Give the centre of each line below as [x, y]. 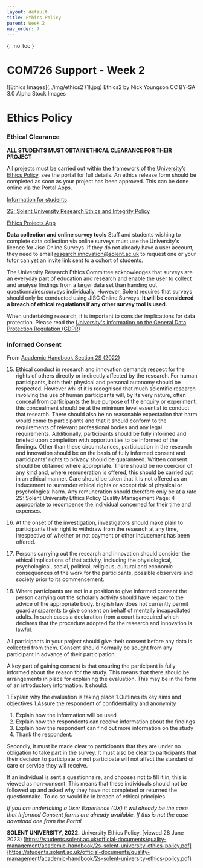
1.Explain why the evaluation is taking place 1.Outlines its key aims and [94, 697]
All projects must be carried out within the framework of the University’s [96, 168]
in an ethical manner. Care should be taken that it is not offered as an [101, 478]
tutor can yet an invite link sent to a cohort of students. [75, 260]
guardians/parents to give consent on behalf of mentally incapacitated [103, 610]
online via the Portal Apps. [40, 188]
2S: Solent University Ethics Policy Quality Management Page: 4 [95, 498]
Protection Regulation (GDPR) [43, 329]
